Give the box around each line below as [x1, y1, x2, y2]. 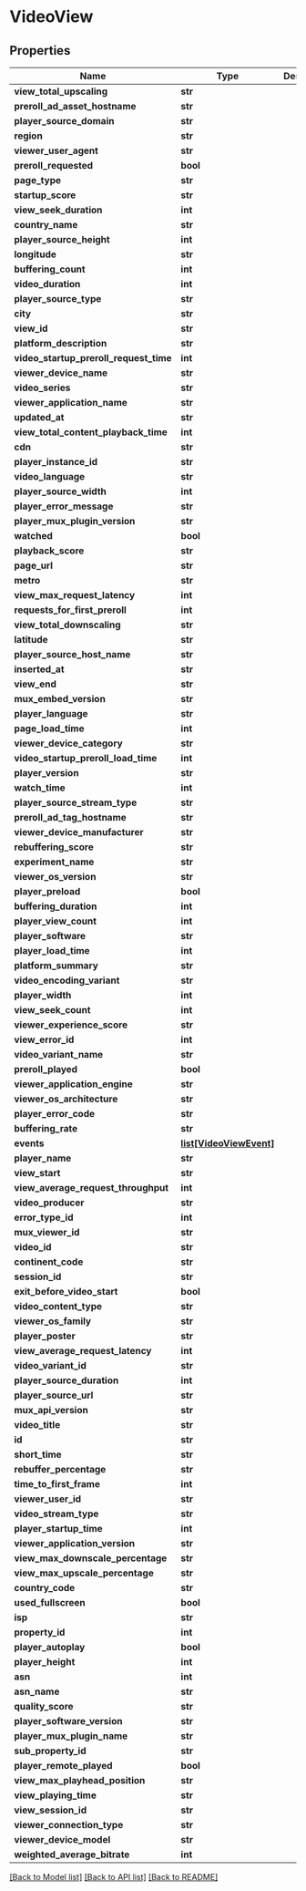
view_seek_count [14, 1004, 91, 1016]
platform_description [14, 337, 107, 349]
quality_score [14, 1700, 75, 1712]
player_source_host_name [14, 648, 131, 660]
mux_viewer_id [14, 1226, 80, 1238]
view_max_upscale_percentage [14, 1566, 155, 1579]
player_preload [14, 885, 81, 897]
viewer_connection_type [14, 1819, 124, 1831]
